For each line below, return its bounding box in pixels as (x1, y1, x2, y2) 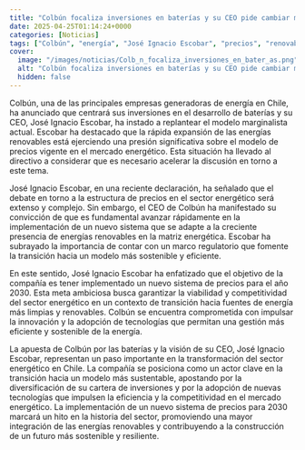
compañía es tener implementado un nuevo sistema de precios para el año (9, 277, 289, 288)
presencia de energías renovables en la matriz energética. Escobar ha (9, 231, 271, 242)
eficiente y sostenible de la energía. (9, 325, 143, 336)
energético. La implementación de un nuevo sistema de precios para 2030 (9, 401, 288, 412)
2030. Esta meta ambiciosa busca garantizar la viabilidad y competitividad (9, 287, 288, 298)
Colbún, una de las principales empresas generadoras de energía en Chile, (9, 97, 289, 108)
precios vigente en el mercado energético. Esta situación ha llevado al (9, 145, 271, 156)
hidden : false (17, 73, 71, 82)
